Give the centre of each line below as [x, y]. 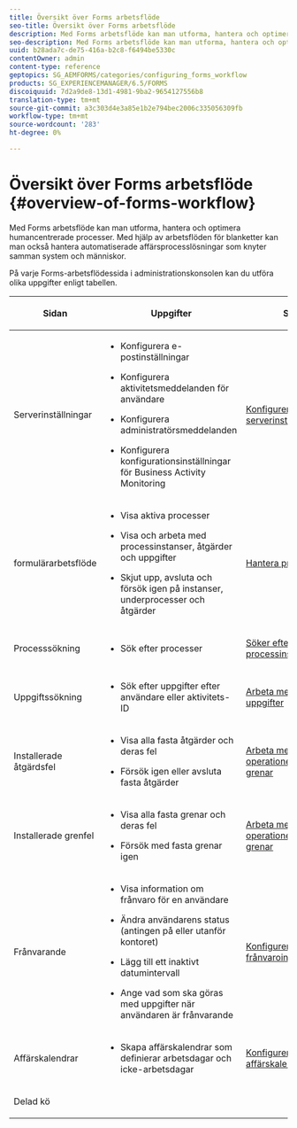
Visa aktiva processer [165, 515]
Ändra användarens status [175, 920]
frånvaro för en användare [175, 899]
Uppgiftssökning [48, 696]
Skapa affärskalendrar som [176, 1046]
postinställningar [155, 357]
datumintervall [150, 973]
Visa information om [162, 889]
